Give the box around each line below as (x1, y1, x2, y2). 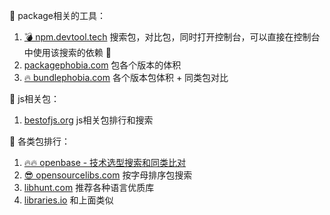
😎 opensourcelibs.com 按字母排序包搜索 (23, 169, 193, 181)
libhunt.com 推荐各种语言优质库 (23, 182, 155, 193)
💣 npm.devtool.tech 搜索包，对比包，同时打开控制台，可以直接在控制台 (23, 31, 321, 43)
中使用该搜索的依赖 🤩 (23, 47, 112, 58)
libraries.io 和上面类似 (23, 194, 114, 206)
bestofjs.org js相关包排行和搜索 (23, 114, 154, 126)
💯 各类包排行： (9, 135, 71, 147)
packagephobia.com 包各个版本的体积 (23, 59, 182, 71)
